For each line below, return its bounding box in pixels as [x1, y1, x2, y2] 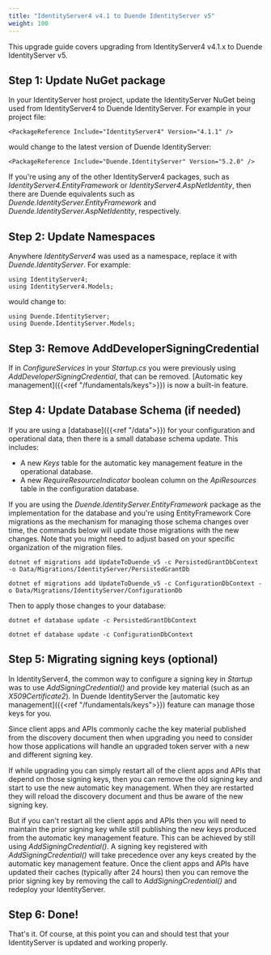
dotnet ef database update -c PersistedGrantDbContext [8, 616, 197, 624]
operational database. [19, 466, 93, 476]
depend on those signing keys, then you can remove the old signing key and [8, 774, 263, 783]
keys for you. [8, 708, 53, 718]
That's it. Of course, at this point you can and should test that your [8, 929, 230, 939]
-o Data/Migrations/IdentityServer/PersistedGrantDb [8, 565, 190, 573]
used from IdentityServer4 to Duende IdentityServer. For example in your [8, 104, 252, 113]
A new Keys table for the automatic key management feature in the [19, 458, 243, 468]
